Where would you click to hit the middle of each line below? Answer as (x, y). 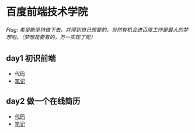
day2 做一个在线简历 (43, 101)
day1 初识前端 (31, 58)
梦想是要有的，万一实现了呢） (60, 37)
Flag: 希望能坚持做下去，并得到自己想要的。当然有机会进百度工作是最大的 (95, 29)
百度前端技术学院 (47, 12)
